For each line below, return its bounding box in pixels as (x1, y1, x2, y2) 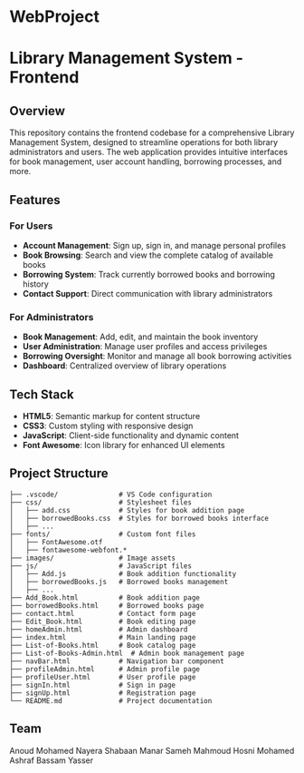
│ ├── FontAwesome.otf (9, 537, 103, 546)
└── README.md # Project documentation (9, 696, 213, 705)
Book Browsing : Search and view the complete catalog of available (22, 250, 274, 260)
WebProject (9, 6, 100, 27)
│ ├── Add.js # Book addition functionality (9, 569, 237, 578)
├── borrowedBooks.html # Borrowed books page (9, 601, 204, 610)
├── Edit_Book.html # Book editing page (9, 617, 196, 626)
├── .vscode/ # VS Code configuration (9, 490, 213, 499)
